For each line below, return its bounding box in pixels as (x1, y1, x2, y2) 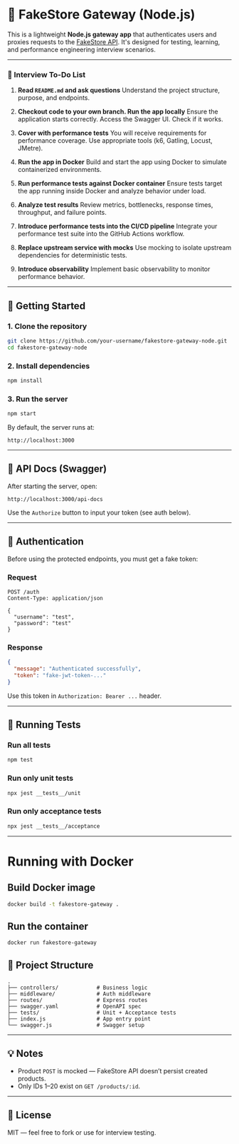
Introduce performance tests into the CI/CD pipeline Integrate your (17, 222, 218, 231)
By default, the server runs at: (7, 423, 95, 432)
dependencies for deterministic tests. (17, 251, 128, 260)
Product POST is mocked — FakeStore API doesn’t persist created (17, 1066, 208, 1075)
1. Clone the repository (7, 321, 87, 331)
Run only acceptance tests (7, 806, 102, 816)
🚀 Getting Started (7, 300, 86, 312)
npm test (7, 756, 33, 764)
